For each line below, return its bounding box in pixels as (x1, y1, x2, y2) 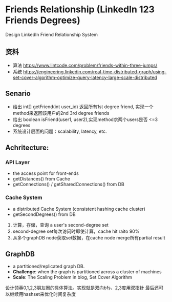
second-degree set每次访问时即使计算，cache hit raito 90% (12, 228, 140, 234)
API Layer (5, 158, 30, 166)
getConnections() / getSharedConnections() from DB (12, 181, 124, 188)
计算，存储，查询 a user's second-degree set (12, 222, 109, 228)
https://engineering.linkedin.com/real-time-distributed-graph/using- (23, 68, 167, 75)
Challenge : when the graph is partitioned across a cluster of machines (12, 269, 162, 275)
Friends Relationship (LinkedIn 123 (5, 4, 155, 15)
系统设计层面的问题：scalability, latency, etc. (12, 128, 107, 134)
